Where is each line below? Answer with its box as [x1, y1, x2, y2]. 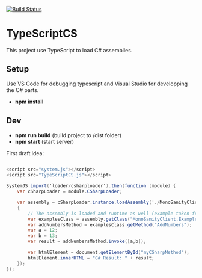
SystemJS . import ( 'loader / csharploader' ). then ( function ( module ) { [6, 183, 176, 189]
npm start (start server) [14, 138, 74, 145]
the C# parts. [6, 86, 39, 93]
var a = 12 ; [28, 227, 58, 233]
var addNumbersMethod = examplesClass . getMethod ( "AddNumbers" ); [28, 221, 192, 228]
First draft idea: [6, 149, 44, 156]
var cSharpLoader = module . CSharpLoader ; [17, 188, 122, 195]
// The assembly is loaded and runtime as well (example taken [28, 211, 189, 217]
